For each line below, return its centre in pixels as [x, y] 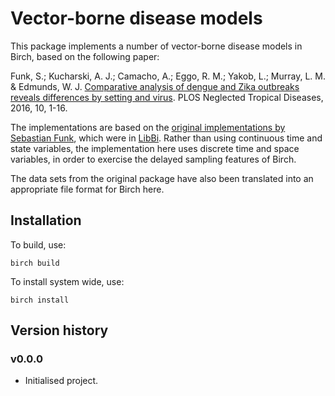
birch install [40, 300]
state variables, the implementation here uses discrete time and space [155, 148]
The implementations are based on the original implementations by [148, 127]
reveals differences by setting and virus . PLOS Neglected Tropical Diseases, [167, 97]
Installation [46, 220]
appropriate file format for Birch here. [87, 189]
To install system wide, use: [67, 281]
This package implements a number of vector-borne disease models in [156, 46]
